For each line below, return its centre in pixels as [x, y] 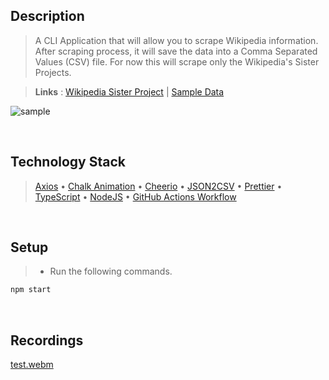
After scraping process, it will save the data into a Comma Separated [176, 51]
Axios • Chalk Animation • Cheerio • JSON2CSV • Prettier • [158, 186]
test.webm [32, 365]
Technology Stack [68, 162]
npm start [31, 290]
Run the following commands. [111, 271]
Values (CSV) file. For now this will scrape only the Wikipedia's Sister [177, 61]
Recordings [47, 340]
